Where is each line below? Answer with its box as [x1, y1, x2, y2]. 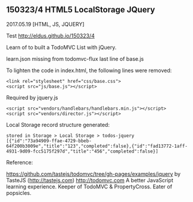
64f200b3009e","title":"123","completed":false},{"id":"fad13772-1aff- [6, 143, 188, 149]
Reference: [6, 159, 33, 166]
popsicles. [6, 189, 32, 196]
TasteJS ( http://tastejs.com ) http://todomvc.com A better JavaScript [6, 176, 174, 184]
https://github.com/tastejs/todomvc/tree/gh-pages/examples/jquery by [6, 170, 180, 178]
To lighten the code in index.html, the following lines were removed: [6, 67, 172, 74]
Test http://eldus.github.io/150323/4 [6, 32, 95, 39]
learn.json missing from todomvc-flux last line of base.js [6, 55, 144, 62]
